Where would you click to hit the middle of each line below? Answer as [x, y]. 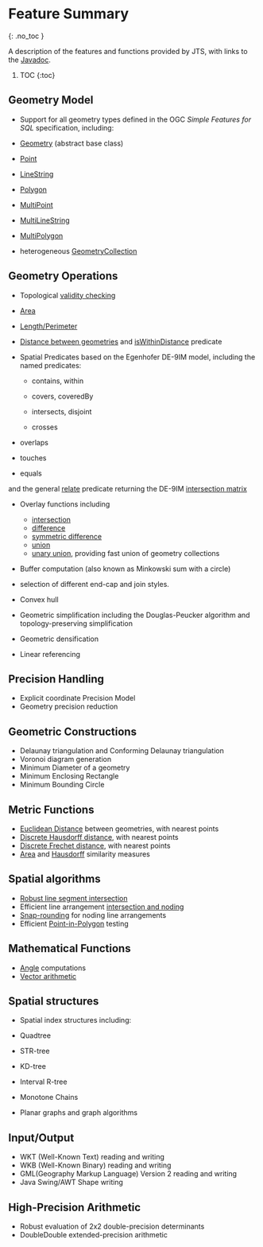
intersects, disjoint [62, 411]
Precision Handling [56, 679]
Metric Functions [51, 809]
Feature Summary [69, 14]
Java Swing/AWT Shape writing [71, 1183]
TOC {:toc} [37, 75]
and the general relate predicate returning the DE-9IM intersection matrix [128, 488]
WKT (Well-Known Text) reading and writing [92, 1157]
